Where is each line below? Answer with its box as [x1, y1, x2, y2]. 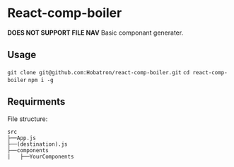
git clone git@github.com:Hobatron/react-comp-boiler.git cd [7, 69, 189, 76]
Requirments [7, 96, 66, 108]
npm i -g [28, 76, 54, 83]
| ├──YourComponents [7, 153, 74, 160]
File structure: [7, 115, 48, 123]
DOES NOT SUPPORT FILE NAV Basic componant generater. [7, 28, 184, 37]
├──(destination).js [7, 140, 69, 148]
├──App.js [7, 134, 37, 142]
